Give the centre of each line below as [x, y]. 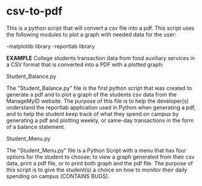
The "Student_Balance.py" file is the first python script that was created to [99, 88]
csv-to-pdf [34, 11]
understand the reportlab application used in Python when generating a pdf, [101, 107]
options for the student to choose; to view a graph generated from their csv [101, 157]
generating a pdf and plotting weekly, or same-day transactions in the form [100, 120]
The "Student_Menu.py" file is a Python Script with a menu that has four [96, 150]
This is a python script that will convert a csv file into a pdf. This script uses [101, 28]
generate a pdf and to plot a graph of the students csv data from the [92, 94]
